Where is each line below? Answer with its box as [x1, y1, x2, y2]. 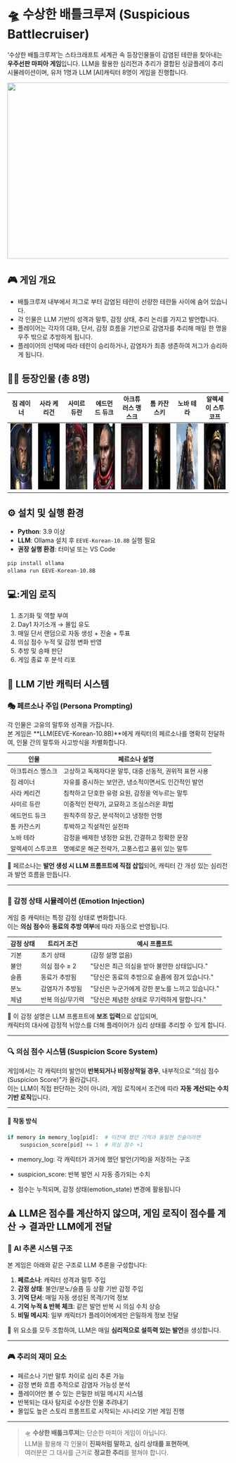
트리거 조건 [47, 939, 78, 947]
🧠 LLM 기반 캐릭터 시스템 [7, 678, 110, 690]
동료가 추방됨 [41, 973, 77, 981]
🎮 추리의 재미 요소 [7, 1352, 67, 1362]
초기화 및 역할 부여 [17, 611, 69, 620]
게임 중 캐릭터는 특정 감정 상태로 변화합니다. [7, 914, 128, 922]
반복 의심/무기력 [41, 995, 85, 1004]
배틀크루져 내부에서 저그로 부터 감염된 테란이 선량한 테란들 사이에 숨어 [17, 297, 209, 306]
